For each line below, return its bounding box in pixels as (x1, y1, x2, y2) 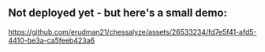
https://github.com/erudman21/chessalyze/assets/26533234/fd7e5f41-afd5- (8, 27, 257, 36)
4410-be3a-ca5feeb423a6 (8, 35, 95, 45)
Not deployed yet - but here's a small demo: (8, 6, 227, 20)
